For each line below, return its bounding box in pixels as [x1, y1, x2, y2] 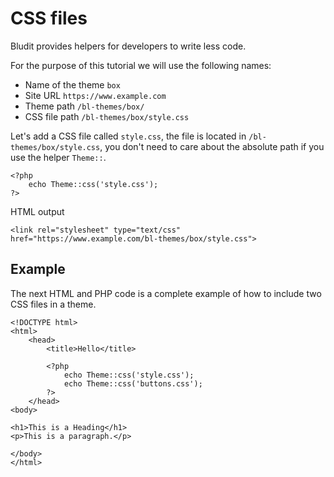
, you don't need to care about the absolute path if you [99, 140, 325, 152]
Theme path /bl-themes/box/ [24, 100, 145, 112]
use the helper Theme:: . [10, 151, 107, 163]
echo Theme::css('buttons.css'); [63, 378, 203, 389]
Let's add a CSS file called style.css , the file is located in [10, 130, 247, 142]
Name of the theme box [24, 78, 121, 91]
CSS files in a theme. [10, 298, 97, 310]
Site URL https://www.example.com [24, 89, 167, 101]
